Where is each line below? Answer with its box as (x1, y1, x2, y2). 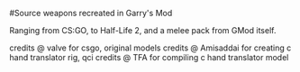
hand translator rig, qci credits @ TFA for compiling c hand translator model (9, 52, 289, 62)
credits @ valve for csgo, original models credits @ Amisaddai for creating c (9, 42, 292, 53)
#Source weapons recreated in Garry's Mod (9, 8, 173, 18)
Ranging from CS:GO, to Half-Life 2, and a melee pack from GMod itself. (9, 25, 277, 35)
